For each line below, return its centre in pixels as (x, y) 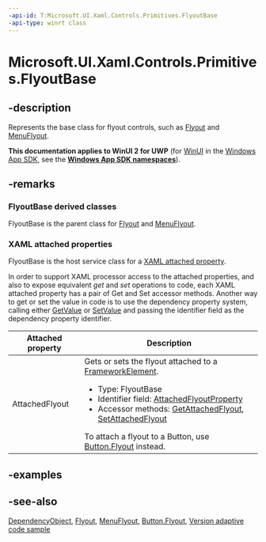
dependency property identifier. (60, 319)
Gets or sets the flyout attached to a (151, 362)
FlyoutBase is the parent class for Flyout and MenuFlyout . (102, 224)
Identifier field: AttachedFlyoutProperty (170, 399)
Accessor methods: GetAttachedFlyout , (171, 409)
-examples (35, 474)
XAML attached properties (61, 244)
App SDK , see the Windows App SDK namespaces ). (94, 159)
